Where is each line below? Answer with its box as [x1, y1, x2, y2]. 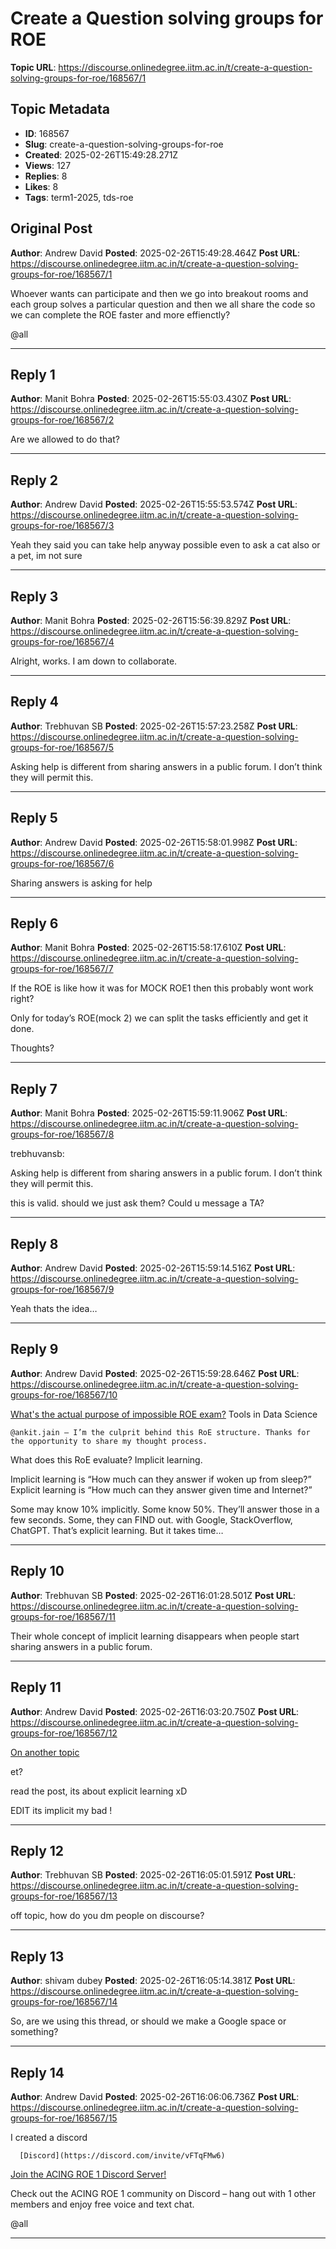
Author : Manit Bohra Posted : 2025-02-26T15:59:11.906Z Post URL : [10, 1107, 288, 1119]
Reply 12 [10, 1842, 65, 1859]
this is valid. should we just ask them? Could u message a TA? [10, 1197, 265, 1209]
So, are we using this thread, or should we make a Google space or [10, 2015, 287, 2027]
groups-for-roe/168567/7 [10, 963, 114, 975]
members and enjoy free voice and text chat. [10, 2198, 195, 2210]
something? [10, 2026, 59, 2038]
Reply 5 [10, 810, 58, 827]
